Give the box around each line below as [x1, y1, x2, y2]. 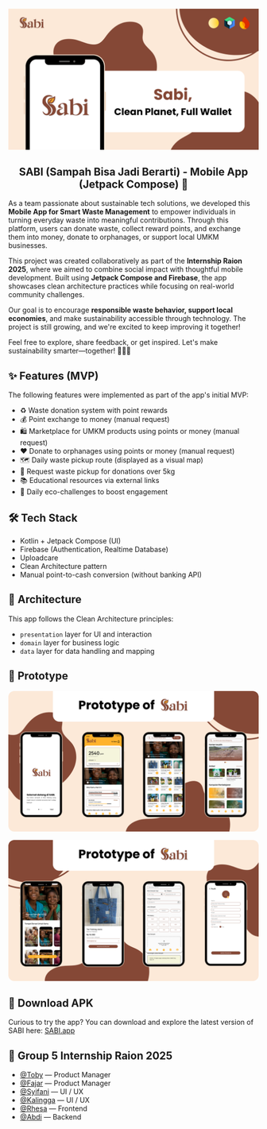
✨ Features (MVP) [8, 369, 99, 382]
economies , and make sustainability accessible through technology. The [8, 314, 246, 323]
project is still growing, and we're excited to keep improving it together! [8, 323, 241, 332]
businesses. [8, 241, 48, 250]
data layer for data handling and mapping [19, 646, 155, 655]
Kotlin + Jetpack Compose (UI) [19, 536, 122, 545]
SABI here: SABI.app [8, 1026, 75, 1035]
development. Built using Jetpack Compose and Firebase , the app [8, 273, 227, 283]
